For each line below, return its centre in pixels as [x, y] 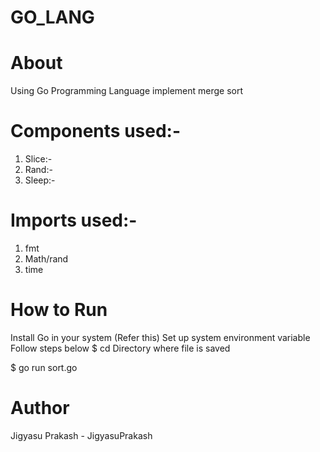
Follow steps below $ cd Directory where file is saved [120, 348]
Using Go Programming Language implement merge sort [127, 91]
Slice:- [38, 159]
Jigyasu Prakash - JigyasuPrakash [81, 435]
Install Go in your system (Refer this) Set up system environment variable [160, 337]
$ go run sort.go [44, 367]
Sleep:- [40, 180]
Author [40, 408]
